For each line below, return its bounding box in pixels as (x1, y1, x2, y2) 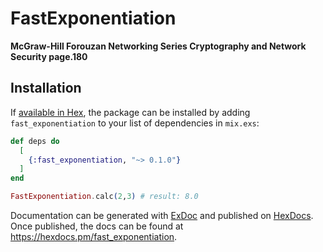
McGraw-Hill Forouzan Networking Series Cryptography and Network (10, 40, 307, 52)
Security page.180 (10, 50, 88, 62)
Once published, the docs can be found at (10, 220, 184, 232)
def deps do (10, 136, 60, 146)
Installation (10, 80, 82, 97)
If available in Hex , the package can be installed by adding (10, 106, 251, 118)
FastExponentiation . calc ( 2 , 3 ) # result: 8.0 (10, 192, 199, 202)
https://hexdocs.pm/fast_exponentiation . (10, 231, 178, 242)
